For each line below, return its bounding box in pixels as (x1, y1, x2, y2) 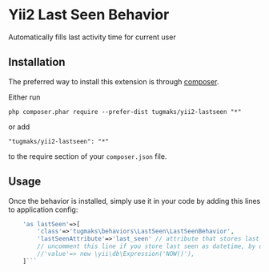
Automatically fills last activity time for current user (8, 32, 176, 42)
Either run (8, 92, 41, 102)
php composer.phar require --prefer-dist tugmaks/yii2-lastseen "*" (8, 108, 242, 116)
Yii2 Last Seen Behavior (8, 6, 170, 24)
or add (8, 122, 30, 132)
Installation (8, 55, 66, 69)
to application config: (8, 205, 78, 214)
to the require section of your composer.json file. (8, 151, 167, 161)
